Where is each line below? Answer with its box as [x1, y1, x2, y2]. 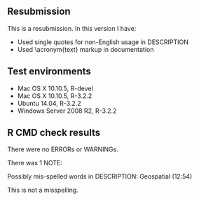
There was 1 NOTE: [7, 159, 63, 167]
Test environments [7, 66, 91, 78]
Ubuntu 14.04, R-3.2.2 [17, 99, 82, 107]
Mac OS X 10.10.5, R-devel [17, 84, 93, 92]
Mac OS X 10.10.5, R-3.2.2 [17, 91, 92, 100]
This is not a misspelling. [7, 186, 78, 195]
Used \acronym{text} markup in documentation [17, 45, 154, 53]
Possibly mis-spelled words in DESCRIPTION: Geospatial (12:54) [7, 172, 193, 181]
